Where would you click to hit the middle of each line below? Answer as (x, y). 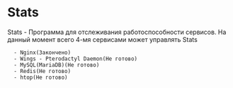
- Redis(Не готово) (42, 71)
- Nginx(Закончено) (42, 53)
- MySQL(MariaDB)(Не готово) (57, 65)
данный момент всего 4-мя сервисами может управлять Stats (103, 39)
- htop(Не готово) (41, 77)
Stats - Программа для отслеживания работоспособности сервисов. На (117, 32)
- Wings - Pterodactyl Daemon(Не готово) (76, 59)
